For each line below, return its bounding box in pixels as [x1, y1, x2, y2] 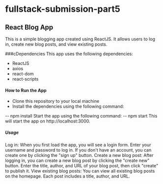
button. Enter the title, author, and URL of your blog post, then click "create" [5, 163, 159, 169]
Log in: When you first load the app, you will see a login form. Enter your [5, 142, 151, 148]
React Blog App [5, 23, 54, 31]
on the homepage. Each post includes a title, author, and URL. [5, 173, 130, 179]
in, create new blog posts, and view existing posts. [5, 41, 108, 47]
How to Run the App [5, 87, 47, 93]
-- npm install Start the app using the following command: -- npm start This [5, 113, 158, 119]
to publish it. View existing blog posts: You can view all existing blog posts [5, 168, 155, 174]
